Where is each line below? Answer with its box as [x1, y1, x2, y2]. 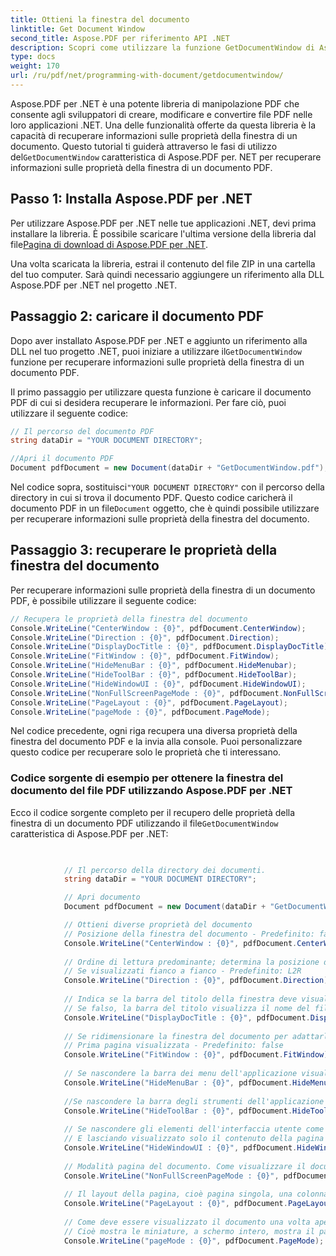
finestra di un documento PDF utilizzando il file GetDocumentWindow [10, 817, 279, 829]
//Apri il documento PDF [10, 454, 114, 464]
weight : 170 [10, 61, 60, 71]
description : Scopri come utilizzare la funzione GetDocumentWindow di [10, 42, 315, 53]
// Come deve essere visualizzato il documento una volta [63, 1217, 311, 1228]
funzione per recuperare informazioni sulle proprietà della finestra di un [10, 356, 305, 368]
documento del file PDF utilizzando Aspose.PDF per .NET [10, 784, 293, 798]
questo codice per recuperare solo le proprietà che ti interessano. [10, 746, 282, 758]
